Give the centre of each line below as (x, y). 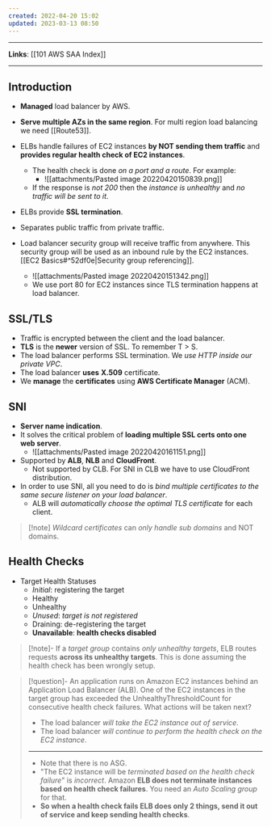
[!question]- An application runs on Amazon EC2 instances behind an (143, 681)
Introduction (40, 87)
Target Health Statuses (58, 581)
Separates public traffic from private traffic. (92, 228)
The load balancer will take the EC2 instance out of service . (140, 722)
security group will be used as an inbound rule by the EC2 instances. (134, 252)
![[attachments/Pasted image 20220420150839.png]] (133, 179)
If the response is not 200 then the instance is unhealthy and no (139, 188)
